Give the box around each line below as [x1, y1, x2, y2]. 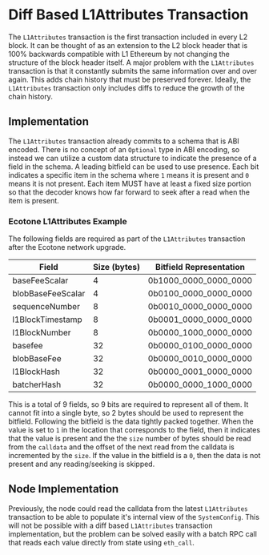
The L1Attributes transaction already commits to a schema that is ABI [8, 136, 240, 146]
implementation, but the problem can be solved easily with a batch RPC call [8, 529, 258, 538]
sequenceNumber [12, 301, 80, 312]
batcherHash [12, 379, 62, 390]
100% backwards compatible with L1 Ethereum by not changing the [8, 49, 230, 58]
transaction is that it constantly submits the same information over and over [8, 66, 258, 75]
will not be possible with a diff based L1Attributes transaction [8, 521, 214, 530]
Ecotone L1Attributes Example [8, 215, 127, 227]
